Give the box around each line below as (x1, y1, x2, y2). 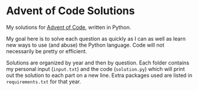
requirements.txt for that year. (6, 78, 82, 85)
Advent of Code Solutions (6, 4, 135, 18)
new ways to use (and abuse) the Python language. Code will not (6, 41, 164, 48)
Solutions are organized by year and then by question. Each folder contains (6, 59, 190, 66)
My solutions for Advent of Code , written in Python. (6, 24, 131, 31)
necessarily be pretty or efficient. (6, 47, 87, 54)
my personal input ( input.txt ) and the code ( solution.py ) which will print (6, 65, 185, 72)
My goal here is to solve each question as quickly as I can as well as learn (6, 35, 186, 42)
